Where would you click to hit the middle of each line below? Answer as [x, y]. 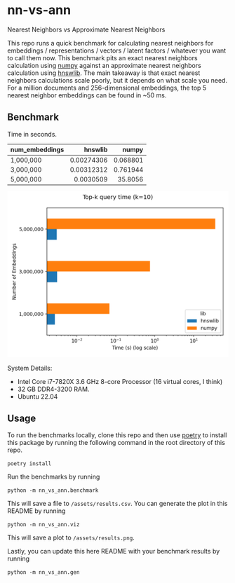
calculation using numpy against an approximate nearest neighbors [104, 65]
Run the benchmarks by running [54, 477]
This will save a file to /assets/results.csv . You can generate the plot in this [117, 504]
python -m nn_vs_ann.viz [43, 525]
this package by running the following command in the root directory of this [116, 443]
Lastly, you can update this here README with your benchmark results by [114, 551]
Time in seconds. [32, 134]
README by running [36, 511]
